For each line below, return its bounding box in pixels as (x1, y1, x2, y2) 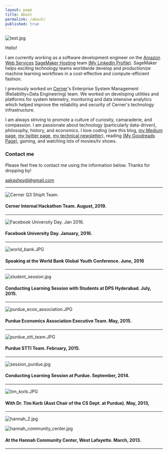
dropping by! (5, 167, 31, 173)
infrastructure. (5, 107, 35, 113)
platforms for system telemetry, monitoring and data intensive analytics (5, 96, 152, 102)
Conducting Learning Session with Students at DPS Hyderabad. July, (5, 285, 151, 291)
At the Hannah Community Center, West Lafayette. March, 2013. (5, 437, 141, 443)
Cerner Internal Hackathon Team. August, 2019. (5, 203, 106, 209)
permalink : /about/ (5, 17, 46, 22)
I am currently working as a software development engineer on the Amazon (5, 55, 161, 61)
